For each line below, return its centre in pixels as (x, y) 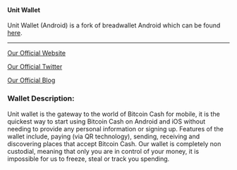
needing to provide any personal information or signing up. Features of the (115, 129)
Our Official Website (36, 53)
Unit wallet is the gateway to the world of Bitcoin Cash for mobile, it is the (114, 114)
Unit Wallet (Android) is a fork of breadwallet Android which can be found (114, 25)
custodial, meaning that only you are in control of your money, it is (103, 151)
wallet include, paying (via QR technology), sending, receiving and (104, 136)
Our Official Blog (31, 80)
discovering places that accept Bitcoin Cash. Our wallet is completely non (114, 143)
